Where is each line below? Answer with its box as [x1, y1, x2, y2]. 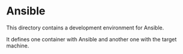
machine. [6, 42, 29, 49]
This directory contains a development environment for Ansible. [6, 24, 164, 31]
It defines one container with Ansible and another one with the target [6, 35, 177, 43]
